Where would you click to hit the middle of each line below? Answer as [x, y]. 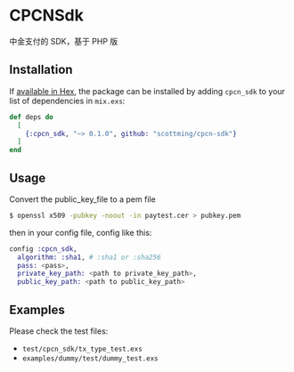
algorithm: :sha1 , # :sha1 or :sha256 [90, 257]
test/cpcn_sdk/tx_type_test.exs [82, 349]
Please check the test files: [59, 331]
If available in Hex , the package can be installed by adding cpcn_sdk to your [147, 91]
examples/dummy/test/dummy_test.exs [90, 359]
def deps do [31, 117]
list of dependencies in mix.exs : [67, 101]
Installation [41, 70]
